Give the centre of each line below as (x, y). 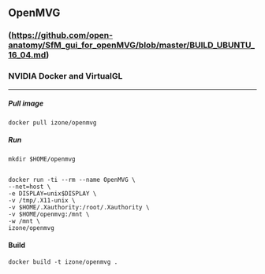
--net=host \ (30, 187)
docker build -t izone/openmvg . (63, 262)
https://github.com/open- (62, 35)
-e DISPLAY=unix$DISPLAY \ (52, 193)
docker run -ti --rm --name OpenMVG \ (72, 180)
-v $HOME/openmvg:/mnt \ (49, 214)
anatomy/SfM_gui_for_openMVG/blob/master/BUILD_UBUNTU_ (131, 45)
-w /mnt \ (24, 221)
